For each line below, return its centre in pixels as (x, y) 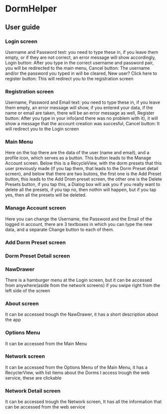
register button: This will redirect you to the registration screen (69, 78)
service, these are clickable (33, 378)
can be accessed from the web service (45, 407)
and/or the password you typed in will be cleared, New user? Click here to (81, 73)
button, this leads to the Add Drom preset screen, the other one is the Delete (84, 179)
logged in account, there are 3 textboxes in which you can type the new (79, 224)
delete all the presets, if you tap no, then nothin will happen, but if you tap (81, 190)
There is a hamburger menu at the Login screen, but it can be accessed (79, 280)
